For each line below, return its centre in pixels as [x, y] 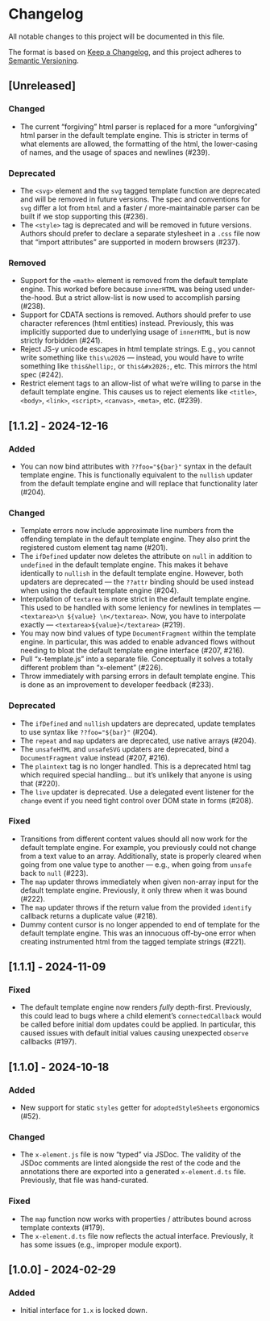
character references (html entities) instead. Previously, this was [127, 323]
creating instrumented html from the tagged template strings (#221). [133, 941]
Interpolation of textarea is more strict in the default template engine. [135, 599]
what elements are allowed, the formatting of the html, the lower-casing [139, 144]
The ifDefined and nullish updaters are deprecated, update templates [137, 723]
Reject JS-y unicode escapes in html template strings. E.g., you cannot [137, 349]
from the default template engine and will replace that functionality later [139, 483]
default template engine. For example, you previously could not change [138, 847]
